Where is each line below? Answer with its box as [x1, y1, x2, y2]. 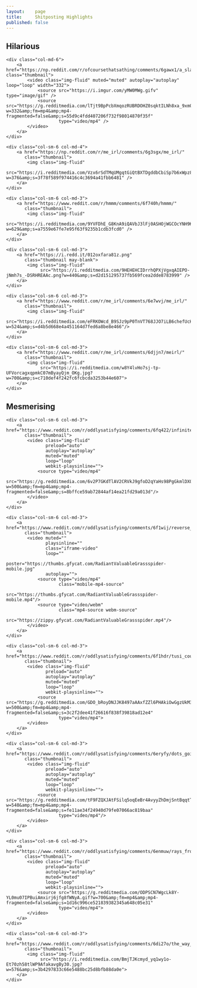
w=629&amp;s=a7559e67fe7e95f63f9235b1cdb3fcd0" [6, 227, 125, 232]
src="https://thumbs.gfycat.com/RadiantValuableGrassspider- [6, 592, 159, 598]
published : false [6, 19, 49, 25]
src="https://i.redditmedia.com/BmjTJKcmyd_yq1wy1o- [40, 956, 172, 962]
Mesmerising [6, 402, 56, 412]
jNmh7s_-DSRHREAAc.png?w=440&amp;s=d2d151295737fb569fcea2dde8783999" [6, 272, 182, 279]
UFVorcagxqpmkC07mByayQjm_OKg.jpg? [6, 370, 93, 376]
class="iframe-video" [45, 545, 98, 551]
